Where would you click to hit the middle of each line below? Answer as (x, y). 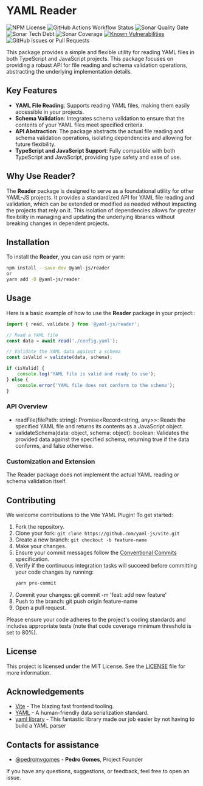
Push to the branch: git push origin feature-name (76, 601)
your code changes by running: (54, 572)
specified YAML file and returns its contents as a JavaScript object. (99, 426)
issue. (14, 778)
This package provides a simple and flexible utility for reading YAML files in (100, 52)
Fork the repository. (40, 526)
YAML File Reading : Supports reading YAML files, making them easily (102, 105)
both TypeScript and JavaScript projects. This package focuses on (90, 58)
